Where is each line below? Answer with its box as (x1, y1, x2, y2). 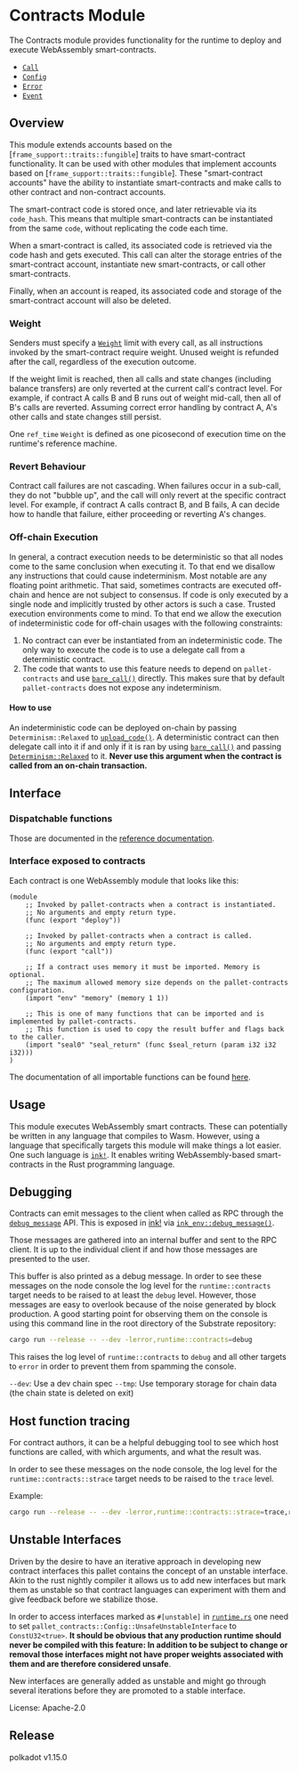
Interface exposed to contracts (9, 855, 146, 868)
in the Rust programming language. (45, 1159, 175, 1169)
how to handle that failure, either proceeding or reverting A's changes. (9, 509, 267, 520)
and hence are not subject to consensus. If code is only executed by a (30, 589, 289, 600)
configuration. (9, 985, 66, 995)
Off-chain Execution (9, 531, 99, 544)
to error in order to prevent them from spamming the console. (9, 1361, 238, 1371)
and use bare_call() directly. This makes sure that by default (61, 673, 285, 683)
